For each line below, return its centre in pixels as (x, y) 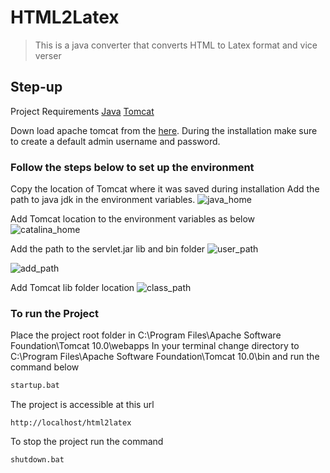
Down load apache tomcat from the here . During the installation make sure (164, 130)
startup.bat (35, 386)
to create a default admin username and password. (115, 141)
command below (45, 367)
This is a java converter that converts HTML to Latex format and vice (176, 45)
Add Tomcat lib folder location (72, 288)
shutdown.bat (37, 460)
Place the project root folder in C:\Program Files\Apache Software (146, 335)
